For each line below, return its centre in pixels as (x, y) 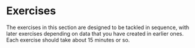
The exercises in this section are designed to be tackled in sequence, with (98, 27)
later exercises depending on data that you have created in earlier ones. (95, 33)
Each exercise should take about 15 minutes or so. (68, 40)
